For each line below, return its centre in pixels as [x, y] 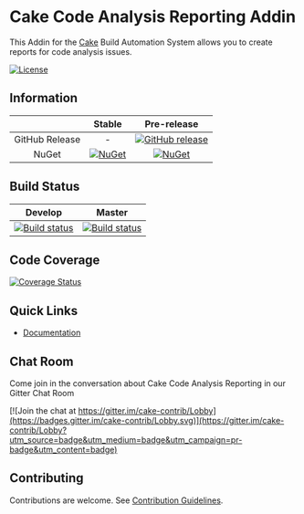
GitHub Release [47, 139]
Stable [108, 123]
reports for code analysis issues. [71, 51]
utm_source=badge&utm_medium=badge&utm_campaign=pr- [126, 440]
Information [44, 98]
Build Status [45, 187]
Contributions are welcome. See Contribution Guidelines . [116, 500]
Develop [43, 212]
